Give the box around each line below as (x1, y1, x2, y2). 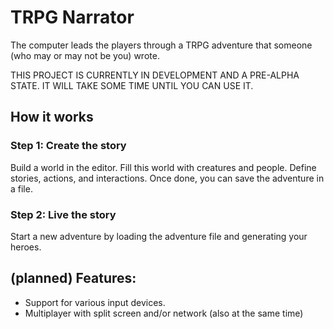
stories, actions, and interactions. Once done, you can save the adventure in (10, 172, 325, 184)
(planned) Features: (10, 270, 137, 287)
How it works (10, 109, 94, 126)
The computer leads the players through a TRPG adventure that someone (10, 39, 313, 51)
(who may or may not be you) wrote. (10, 49, 160, 61)
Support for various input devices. (24, 296, 166, 308)
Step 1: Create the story (10, 139, 127, 153)
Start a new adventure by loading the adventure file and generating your (10, 230, 308, 242)
